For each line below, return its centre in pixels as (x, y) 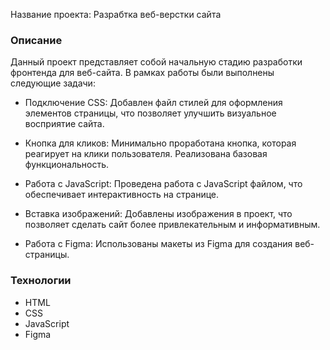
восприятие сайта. (64, 124)
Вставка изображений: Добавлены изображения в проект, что (158, 214)
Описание (36, 40)
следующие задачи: (53, 83)
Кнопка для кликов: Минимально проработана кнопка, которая (160, 143)
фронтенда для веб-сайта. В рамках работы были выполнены (142, 73)
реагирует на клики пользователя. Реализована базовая (146, 154)
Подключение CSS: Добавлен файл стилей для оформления (153, 103)
